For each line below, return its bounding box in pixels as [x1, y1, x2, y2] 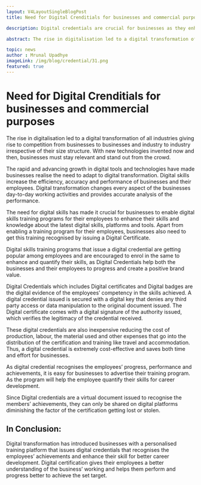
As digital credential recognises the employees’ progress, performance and [6, 363, 192, 370]
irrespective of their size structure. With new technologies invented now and [6, 147, 194, 154]
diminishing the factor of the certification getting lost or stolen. [6, 407, 160, 414]
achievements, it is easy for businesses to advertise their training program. [6, 369, 190, 377]
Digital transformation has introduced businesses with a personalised [6, 439, 177, 447]
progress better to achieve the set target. [6, 471, 108, 479]
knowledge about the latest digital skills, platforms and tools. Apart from [6, 221, 184, 228]
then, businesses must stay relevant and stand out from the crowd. [6, 153, 171, 160]
